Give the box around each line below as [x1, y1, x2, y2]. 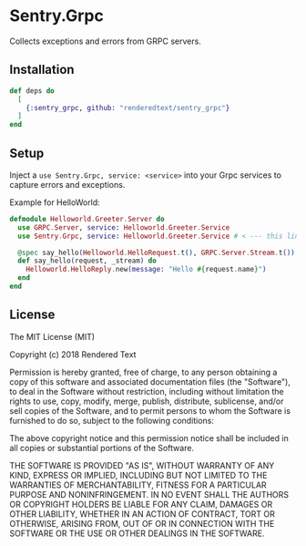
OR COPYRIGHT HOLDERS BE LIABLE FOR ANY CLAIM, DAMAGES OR [9, 499, 273, 510]
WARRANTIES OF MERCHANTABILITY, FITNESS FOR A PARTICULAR [9, 479, 267, 490]
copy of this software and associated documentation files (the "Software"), [9, 376, 291, 387]
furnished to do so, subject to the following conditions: [9, 415, 214, 426]
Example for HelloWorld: [9, 197, 100, 208]
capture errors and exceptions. [9, 179, 126, 190]
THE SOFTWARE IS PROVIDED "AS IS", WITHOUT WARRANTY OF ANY [9, 459, 275, 470]
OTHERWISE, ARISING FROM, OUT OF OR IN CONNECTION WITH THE [9, 518, 275, 529]
